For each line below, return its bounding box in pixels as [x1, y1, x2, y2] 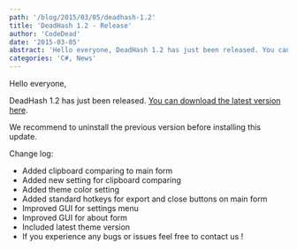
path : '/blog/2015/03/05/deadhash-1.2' [9, 12, 156, 22]
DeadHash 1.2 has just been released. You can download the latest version [9, 95, 281, 106]
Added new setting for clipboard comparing [21, 175, 181, 186]
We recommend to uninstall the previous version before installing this [9, 122, 262, 133]
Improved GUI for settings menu [21, 203, 140, 213]
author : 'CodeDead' [9, 29, 81, 38]
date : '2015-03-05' [9, 37, 81, 47]
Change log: [9, 148, 54, 159]
